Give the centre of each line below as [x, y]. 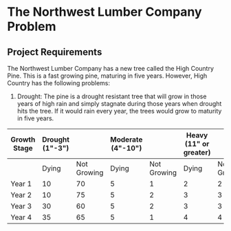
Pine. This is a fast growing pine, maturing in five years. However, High [107, 76]
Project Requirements [55, 52]
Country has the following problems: [59, 83]
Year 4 [21, 217]
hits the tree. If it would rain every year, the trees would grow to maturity [119, 111]
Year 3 [21, 206]
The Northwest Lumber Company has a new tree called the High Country [111, 68]
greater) [197, 152]
